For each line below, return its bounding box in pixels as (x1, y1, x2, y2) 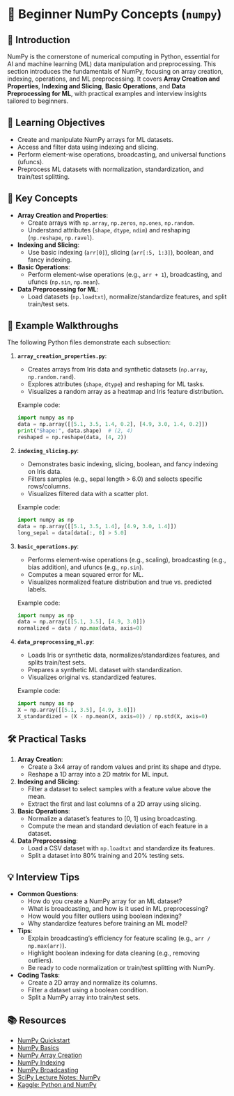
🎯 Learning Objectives (7, 117, 106, 129)
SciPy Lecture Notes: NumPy (17, 1073, 101, 1081)
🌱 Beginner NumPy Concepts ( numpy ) (7, 6, 222, 22)
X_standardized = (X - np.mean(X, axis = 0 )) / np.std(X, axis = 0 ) (17, 713, 208, 720)
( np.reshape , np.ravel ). (27, 233, 94, 241)
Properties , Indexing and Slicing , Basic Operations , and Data (7, 82, 186, 90)
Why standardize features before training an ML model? (27, 919, 188, 928)
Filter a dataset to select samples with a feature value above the (27, 784, 211, 793)
